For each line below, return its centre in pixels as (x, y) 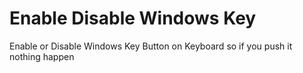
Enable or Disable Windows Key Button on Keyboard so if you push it (151, 46)
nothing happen (42, 56)
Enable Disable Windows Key (133, 18)
